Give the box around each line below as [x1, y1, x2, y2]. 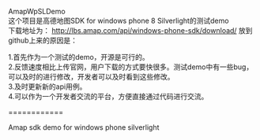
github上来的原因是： [8, 35, 77, 45]
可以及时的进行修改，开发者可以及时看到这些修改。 [8, 72, 175, 81]
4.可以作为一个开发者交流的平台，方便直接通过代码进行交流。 [8, 92, 209, 101]
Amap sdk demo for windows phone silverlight [8, 123, 160, 132]
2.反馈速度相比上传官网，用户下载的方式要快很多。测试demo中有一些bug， [8, 62, 254, 72]
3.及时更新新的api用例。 [8, 82, 87, 91]
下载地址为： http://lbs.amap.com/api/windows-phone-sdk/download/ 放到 [8, 26, 253, 35]
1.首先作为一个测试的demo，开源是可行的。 [8, 53, 150, 61]
